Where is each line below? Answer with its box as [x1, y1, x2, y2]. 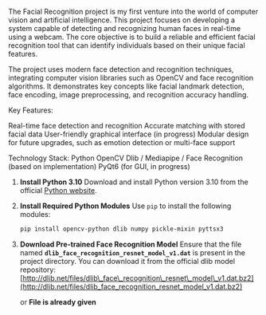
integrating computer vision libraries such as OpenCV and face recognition [8, 73, 254, 82]
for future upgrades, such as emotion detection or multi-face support [8, 138, 236, 147]
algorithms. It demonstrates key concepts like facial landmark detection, [8, 81, 244, 91]
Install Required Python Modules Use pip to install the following [19, 201, 232, 211]
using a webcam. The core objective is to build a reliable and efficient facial [8, 32, 256, 41]
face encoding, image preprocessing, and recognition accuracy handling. [8, 90, 249, 99]
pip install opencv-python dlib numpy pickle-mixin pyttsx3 [19, 225, 224, 233]
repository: [19, 265, 56, 274]
